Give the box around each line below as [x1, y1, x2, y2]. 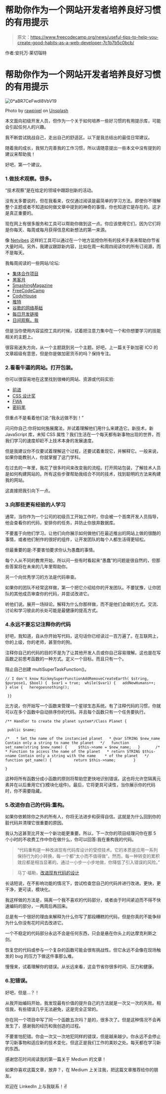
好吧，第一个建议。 [5, 162, 44, 167]
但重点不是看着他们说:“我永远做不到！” [5, 415, 84, 421]
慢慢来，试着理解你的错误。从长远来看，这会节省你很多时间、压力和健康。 [5, 964, 157, 970]
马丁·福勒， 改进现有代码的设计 [17, 870, 80, 876]
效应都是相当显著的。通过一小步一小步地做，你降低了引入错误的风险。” [17, 859, 160, 865]
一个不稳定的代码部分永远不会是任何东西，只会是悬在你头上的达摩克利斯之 [5, 931, 157, 936]
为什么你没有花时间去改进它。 [5, 920, 66, 926]
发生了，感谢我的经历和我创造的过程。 [5, 1023, 83, 1029]
